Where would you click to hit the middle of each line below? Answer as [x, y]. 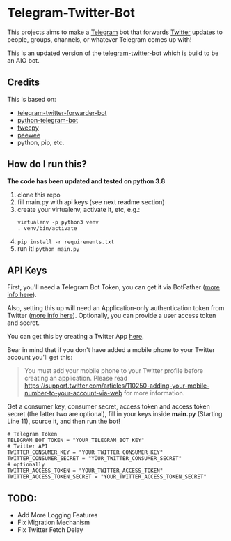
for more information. [154, 393]
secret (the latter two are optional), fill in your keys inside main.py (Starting [115, 414]
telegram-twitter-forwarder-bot [62, 112]
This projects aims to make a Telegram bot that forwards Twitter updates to [115, 32]
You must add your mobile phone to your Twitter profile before [114, 371]
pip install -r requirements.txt [66, 242]
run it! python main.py [48, 248]
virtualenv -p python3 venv [58, 222]
